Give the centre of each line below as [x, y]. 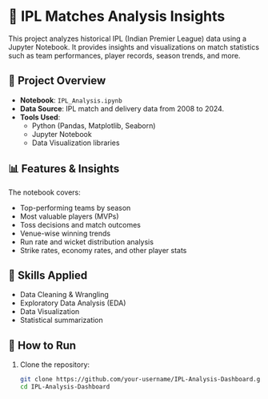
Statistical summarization [62, 320]
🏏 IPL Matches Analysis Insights [117, 16]
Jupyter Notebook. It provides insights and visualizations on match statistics [134, 46]
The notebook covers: [45, 192]
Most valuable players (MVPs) [69, 216]
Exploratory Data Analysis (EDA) [73, 303]
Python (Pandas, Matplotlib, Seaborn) [94, 125]
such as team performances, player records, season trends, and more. [124, 55]
